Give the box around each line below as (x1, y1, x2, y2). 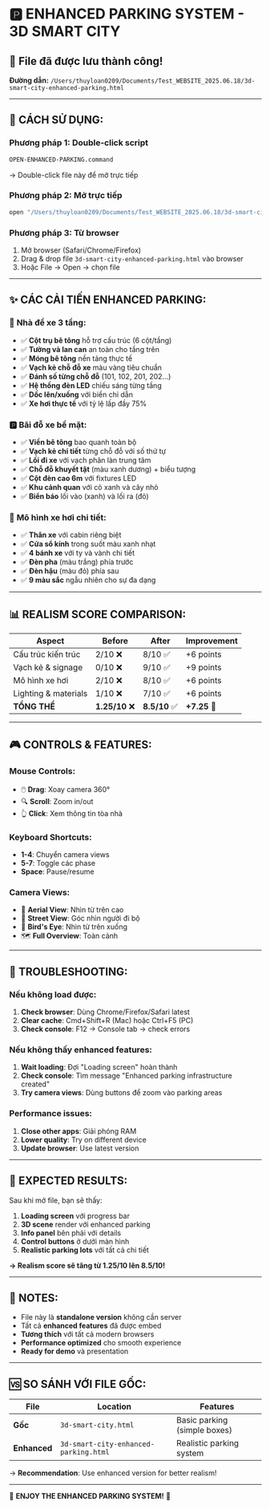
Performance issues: (9, 1108, 93, 1119)
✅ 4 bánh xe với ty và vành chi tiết (20, 548, 135, 558)
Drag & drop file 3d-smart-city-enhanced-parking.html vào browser (20, 254, 244, 264)
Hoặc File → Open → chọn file (20, 262, 120, 273)
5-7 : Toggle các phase (20, 859, 95, 868)
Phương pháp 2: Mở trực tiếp (9, 190, 123, 201)
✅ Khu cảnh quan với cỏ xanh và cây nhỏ (20, 483, 159, 492)
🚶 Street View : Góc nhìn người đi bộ (20, 913, 140, 923)
